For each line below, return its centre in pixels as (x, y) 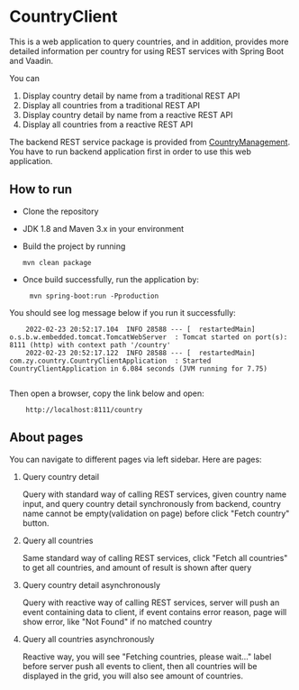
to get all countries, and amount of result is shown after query (137, 567)
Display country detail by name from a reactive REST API (127, 115)
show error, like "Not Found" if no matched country (117, 621)
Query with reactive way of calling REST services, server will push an (151, 603)
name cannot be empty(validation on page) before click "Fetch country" (156, 513)
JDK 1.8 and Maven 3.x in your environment (103, 228)
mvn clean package (57, 262)
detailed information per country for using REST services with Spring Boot (147, 51)
